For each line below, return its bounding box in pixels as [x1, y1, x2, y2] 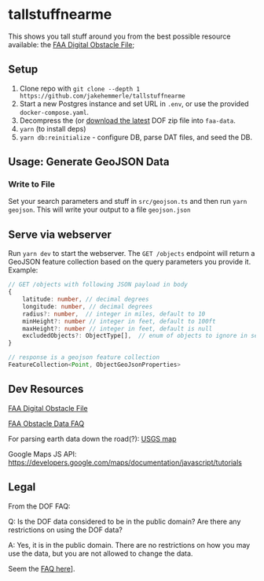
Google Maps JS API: [8, 449, 77, 458]
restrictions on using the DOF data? [8, 525, 123, 535]
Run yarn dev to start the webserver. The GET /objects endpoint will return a [8, 249, 255, 258]
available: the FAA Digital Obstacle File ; [8, 39, 135, 49]
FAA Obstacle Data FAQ [8, 419, 85, 428]
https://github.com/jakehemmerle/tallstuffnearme [19, 92, 186, 100]
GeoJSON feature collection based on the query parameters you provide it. [8, 257, 251, 267]
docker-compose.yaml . [19, 107, 89, 117]
